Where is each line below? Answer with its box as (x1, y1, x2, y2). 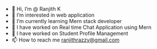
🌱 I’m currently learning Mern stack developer (11, 18, 122, 24)
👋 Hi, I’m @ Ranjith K (11, 6, 61, 12)
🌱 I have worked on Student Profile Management (11, 30, 128, 37)
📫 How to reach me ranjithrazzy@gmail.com (11, 36, 120, 43)
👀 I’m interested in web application (11, 12, 95, 18)
